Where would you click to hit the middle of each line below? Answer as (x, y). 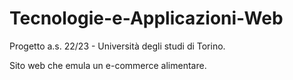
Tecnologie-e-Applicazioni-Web (146, 18)
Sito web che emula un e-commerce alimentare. (108, 65)
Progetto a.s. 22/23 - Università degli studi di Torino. (117, 46)
